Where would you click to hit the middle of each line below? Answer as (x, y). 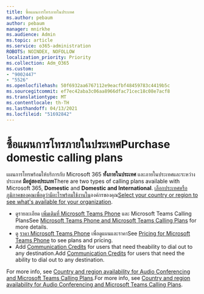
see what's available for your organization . (60, 202)
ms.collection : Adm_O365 (38, 63)
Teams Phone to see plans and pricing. (64, 240)
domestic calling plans (65, 158)
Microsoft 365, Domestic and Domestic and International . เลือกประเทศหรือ (97, 188)
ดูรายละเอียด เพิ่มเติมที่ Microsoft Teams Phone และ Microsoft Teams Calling (103, 213)
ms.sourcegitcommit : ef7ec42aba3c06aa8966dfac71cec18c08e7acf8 (88, 91)
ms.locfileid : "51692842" (39, 114)
